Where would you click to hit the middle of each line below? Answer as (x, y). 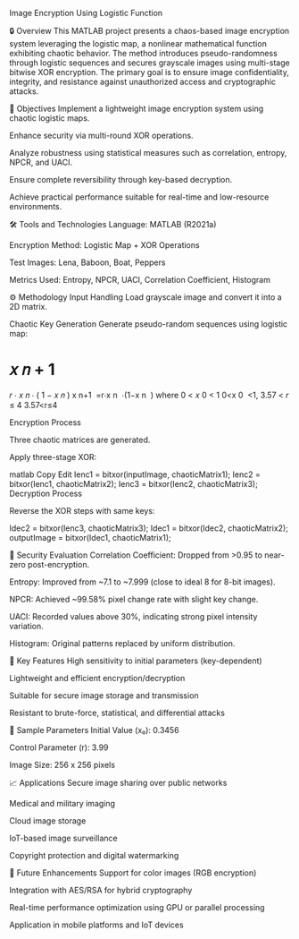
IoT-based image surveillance (63, 838)
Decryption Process (46, 493)
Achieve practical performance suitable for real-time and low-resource (139, 197)
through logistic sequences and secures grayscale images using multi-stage (149, 63)
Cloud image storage (48, 820)
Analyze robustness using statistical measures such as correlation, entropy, (148, 153)
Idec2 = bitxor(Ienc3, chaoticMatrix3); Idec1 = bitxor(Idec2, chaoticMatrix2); (149, 528)
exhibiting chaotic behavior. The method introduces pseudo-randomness (144, 53)
